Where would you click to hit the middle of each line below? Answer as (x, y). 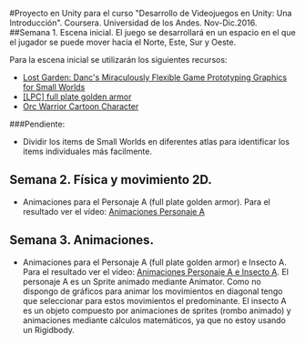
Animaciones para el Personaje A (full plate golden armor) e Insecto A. (154, 262)
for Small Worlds (54, 87)
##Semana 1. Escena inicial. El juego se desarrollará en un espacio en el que (152, 32)
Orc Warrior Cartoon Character (81, 106)
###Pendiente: (37, 124)
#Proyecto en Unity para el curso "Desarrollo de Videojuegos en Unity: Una (151, 13)
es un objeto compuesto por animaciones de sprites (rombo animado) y (157, 310)
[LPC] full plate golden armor (77, 96)
